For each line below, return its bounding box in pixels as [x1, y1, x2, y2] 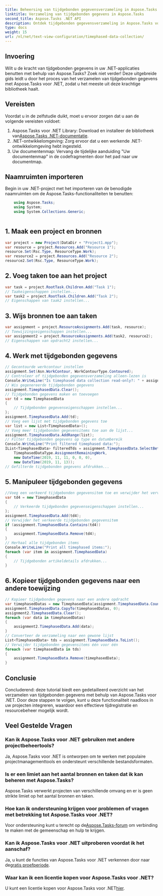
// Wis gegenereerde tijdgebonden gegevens [5, 383, 95, 388]
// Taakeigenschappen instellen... [5, 289, 77, 294]
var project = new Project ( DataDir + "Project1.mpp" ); [5, 240, 118, 245]
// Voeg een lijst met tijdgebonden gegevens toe [5, 419, 108, 424]
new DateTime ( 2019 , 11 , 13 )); [14, 460, 75, 465]
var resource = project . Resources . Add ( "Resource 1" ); [5, 244, 116, 250]
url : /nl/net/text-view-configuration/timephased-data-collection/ [5, 35, 145, 39]
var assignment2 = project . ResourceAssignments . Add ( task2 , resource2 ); [5, 334, 153, 338]
